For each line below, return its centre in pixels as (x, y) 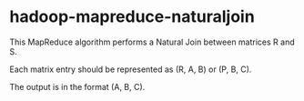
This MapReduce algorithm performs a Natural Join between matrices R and (152, 42)
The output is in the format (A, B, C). (77, 86)
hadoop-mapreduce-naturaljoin (132, 17)
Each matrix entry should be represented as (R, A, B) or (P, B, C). (131, 69)
